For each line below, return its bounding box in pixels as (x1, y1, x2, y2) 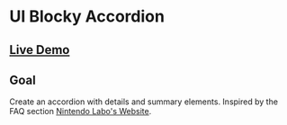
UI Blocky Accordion (9, 6, 165, 27)
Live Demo (9, 42, 70, 58)
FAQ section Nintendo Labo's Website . (9, 106, 152, 117)
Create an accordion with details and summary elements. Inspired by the (9, 96, 279, 107)
